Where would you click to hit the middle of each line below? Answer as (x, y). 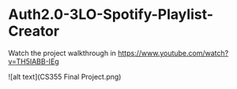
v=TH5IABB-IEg (34, 61)
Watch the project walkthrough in (62, 53)
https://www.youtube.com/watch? (173, 53)
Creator (34, 31)
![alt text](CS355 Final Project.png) (65, 76)
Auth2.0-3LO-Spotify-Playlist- (111, 15)
